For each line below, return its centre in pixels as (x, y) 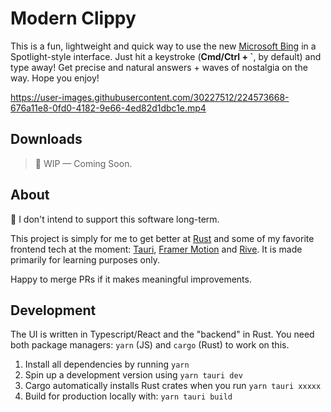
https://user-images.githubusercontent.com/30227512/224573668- (150, 97)
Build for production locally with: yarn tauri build (128, 396)
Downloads (46, 139)
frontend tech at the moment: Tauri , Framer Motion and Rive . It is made (156, 249)
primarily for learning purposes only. (85, 259)
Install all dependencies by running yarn (107, 364)
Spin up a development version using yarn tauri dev (133, 375)
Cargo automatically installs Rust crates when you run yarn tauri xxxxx (173, 386)
